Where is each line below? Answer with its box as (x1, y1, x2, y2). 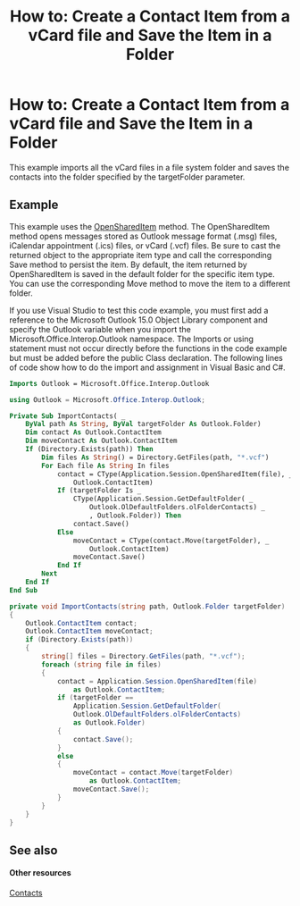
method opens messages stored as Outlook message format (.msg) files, (9, 231, 278, 241)
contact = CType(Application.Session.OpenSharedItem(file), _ (56, 469, 294, 479)
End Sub (9, 585, 38, 595)
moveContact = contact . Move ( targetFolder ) (72, 768, 234, 777)
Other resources (9, 868, 71, 878)
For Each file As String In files (41, 461, 170, 470)
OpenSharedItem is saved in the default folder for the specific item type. (9, 268, 275, 279)
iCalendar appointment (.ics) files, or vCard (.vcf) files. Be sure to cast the (9, 239, 281, 251)
